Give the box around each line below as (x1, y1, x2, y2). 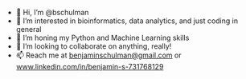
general (15, 25, 42, 34)
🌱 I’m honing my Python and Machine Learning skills (15, 33, 190, 42)
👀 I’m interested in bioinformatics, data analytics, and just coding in (15, 16, 239, 26)
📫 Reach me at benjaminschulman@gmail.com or (15, 50, 182, 60)
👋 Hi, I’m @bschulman (15, 8, 89, 17)
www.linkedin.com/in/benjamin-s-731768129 (15, 62, 164, 71)
